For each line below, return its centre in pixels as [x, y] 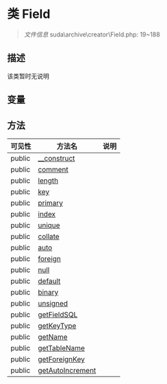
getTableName [62, 348]
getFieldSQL [58, 315]
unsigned [53, 303]
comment [53, 169]
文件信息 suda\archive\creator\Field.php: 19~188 [92, 34]
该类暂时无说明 [28, 76]
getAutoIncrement [67, 370]
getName [53, 337]
